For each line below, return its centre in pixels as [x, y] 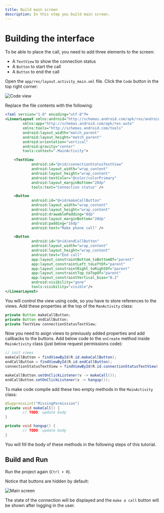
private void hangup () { [30, 426]
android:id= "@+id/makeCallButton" [66, 201]
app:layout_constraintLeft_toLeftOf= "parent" [78, 264]
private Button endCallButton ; [37, 319]
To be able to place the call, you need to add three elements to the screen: [80, 52]
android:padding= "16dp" [55, 223]
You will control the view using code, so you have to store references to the [81, 301]
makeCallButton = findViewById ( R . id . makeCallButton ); [61, 357]
